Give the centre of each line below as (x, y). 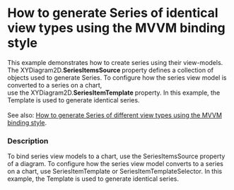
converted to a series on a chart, (55, 85)
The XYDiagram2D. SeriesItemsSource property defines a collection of (111, 70)
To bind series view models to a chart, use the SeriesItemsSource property (116, 156)
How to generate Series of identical (113, 13)
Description (28, 141)
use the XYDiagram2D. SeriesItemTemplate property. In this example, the (114, 93)
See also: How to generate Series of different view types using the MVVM (115, 115)
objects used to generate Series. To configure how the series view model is (117, 77)
